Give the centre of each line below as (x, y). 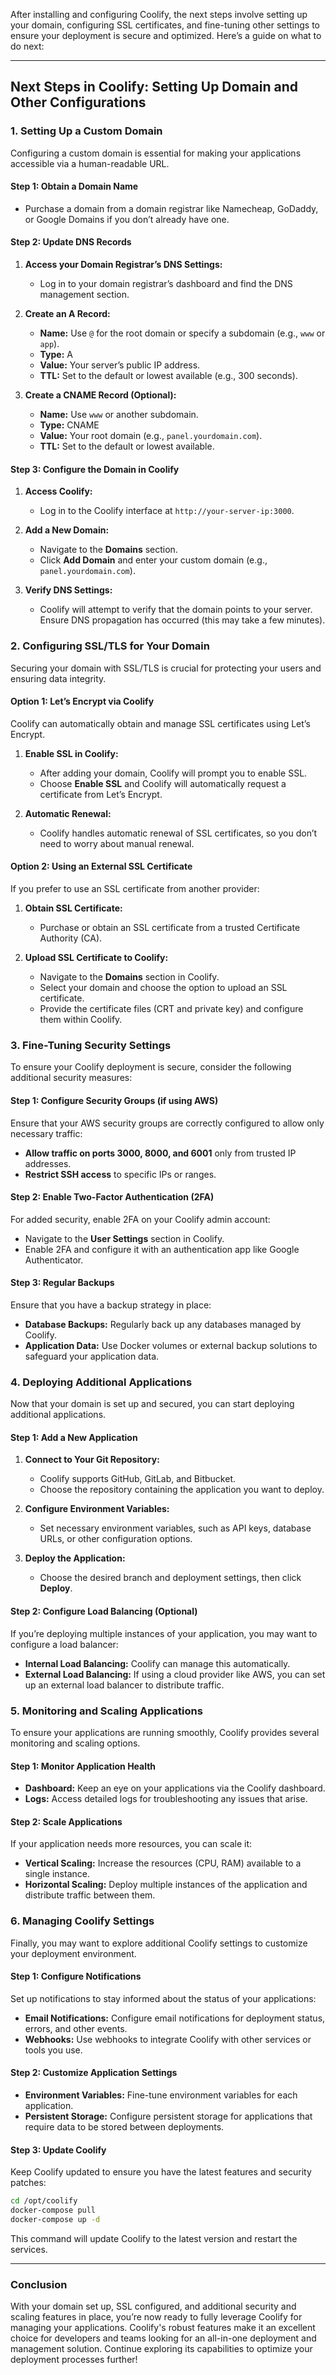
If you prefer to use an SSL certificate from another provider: (135, 888)
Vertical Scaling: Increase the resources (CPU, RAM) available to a (163, 1863)
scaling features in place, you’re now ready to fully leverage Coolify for (156, 2317)
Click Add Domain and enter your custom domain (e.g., (153, 560)
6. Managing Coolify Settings (82, 1921)
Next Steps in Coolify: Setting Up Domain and (154, 87)
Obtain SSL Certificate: (73, 908)
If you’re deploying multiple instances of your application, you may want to (164, 1633)
